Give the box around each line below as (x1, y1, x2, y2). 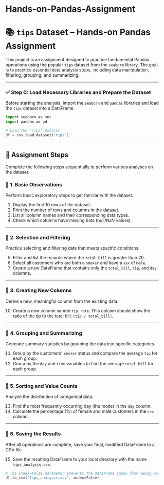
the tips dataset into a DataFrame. (5, 105, 75, 111)
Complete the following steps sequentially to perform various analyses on (5, 164, 153, 170)
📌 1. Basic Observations (5, 181, 62, 188)
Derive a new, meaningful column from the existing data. (5, 298, 119, 304)
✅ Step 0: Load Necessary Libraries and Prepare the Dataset (5, 89, 151, 96)
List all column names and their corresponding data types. (12, 212, 129, 218)
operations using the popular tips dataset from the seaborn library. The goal (5, 62, 158, 68)
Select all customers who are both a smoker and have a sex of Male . (12, 260, 146, 266)
